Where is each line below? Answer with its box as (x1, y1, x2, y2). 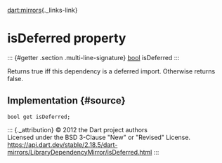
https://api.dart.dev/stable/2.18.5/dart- (7, 140, 118, 149)
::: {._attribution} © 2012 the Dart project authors (7, 125, 148, 134)
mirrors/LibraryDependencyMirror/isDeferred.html (7, 148, 152, 156)
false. (7, 74, 23, 83)
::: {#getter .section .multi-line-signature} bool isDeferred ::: (7, 53, 180, 62)
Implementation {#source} (7, 94, 126, 107)
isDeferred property (7, 31, 126, 46)
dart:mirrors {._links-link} (7, 6, 78, 14)
